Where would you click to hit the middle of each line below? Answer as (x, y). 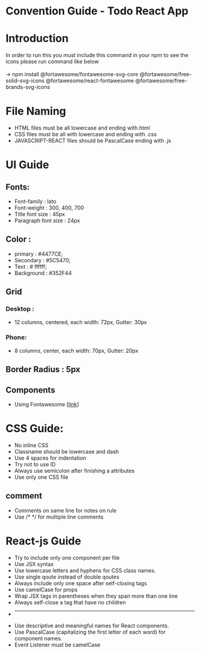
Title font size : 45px (40, 214)
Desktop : (20, 309)
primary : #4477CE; (39, 254)
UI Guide (27, 165)
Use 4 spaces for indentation (50, 458)
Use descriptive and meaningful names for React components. (91, 625)
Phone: (16, 337)
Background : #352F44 (43, 273)
